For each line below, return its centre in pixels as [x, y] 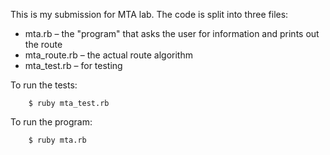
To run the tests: [44, 85]
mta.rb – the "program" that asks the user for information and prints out [172, 33]
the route [43, 44]
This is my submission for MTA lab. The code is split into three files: [149, 14]
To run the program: [51, 122]
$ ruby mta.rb [57, 140]
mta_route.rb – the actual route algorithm [108, 55]
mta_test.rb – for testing [73, 65]
